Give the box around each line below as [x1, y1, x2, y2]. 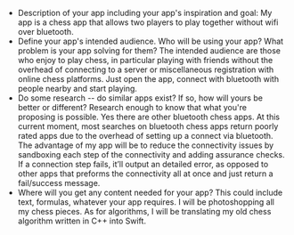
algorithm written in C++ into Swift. [17, 215, 147, 226]
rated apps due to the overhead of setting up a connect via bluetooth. [17, 131, 274, 141]
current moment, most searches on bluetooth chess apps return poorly [17, 121, 279, 132]
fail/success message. [17, 178, 101, 188]
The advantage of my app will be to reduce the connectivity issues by [17, 140, 274, 150]
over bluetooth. [17, 27, 74, 36]
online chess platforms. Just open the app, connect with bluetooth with [17, 74, 279, 84]
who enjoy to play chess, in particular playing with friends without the [17, 55, 274, 65]
